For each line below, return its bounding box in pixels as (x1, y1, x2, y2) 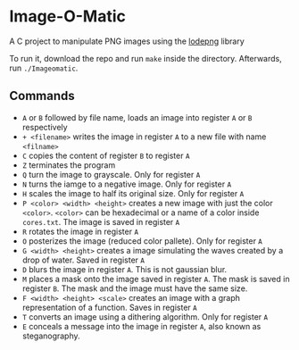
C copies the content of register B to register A (21, 150, 190, 161)
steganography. (21, 330, 80, 341)
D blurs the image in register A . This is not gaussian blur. (21, 263, 228, 274)
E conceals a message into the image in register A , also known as (21, 321, 262, 331)
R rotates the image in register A (21, 226, 139, 237)
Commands (9, 88, 76, 104)
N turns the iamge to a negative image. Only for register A (21, 179, 232, 189)
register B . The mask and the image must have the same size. (21, 283, 248, 294)
